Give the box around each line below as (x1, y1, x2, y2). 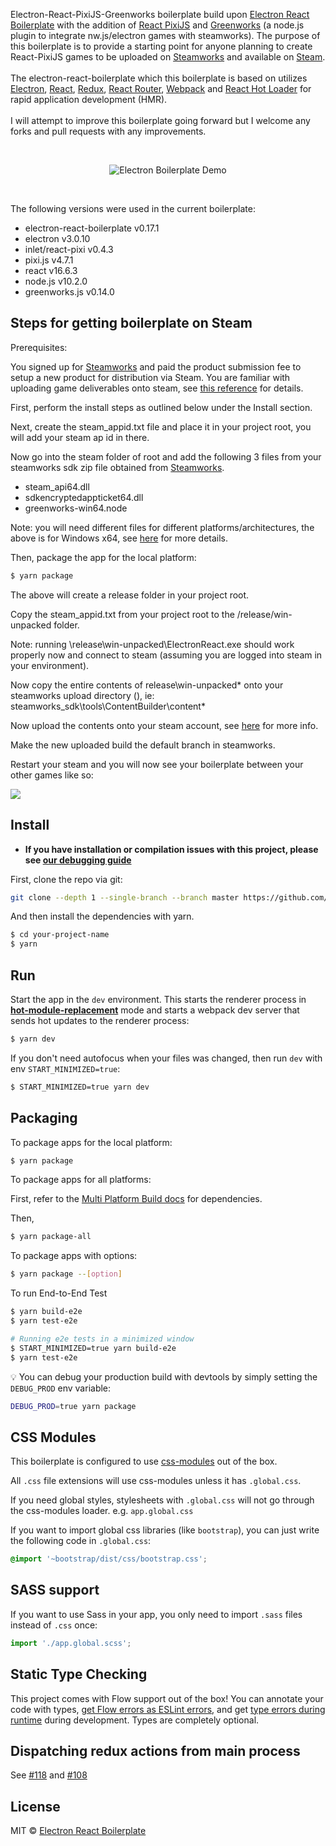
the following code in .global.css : (10, 1535, 152, 1547)
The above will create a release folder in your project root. (10, 589, 250, 601)
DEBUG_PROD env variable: (10, 1382, 112, 1394)
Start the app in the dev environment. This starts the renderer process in (10, 993, 307, 1005)
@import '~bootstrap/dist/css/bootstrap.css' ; (10, 1554, 208, 1564)
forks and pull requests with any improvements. (10, 125, 207, 137)
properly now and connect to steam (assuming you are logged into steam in (10, 649, 323, 661)
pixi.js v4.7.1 (24, 254, 74, 266)
